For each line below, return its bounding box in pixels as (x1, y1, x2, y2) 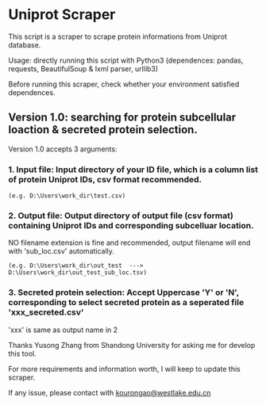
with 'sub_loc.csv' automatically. (8, 246, 115, 256)
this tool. (8, 349, 37, 358)
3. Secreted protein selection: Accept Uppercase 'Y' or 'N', (8, 287, 240, 298)
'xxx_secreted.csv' (8, 307, 84, 318)
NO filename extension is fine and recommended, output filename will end (8, 238, 251, 247)
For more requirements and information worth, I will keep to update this (8, 364, 241, 373)
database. (8, 40, 41, 49)
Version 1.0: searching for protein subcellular (8, 111, 237, 124)
